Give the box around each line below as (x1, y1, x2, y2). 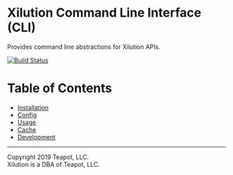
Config (17, 110, 37, 119)
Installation (17, 103, 49, 112)
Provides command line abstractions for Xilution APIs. (7, 42, 161, 51)
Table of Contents (7, 81, 112, 97)
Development (17, 133, 56, 141)
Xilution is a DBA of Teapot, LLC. (7, 160, 101, 168)
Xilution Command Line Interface (7, 5, 202, 21)
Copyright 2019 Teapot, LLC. (7, 153, 89, 161)
